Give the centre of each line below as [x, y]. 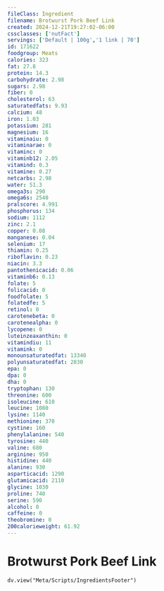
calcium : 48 [25, 112]
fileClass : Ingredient [40, 14]
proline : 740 [26, 493]
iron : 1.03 [23, 119]
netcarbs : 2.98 [30, 178]
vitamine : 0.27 [30, 171]
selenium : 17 [26, 244]
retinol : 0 [23, 310]
